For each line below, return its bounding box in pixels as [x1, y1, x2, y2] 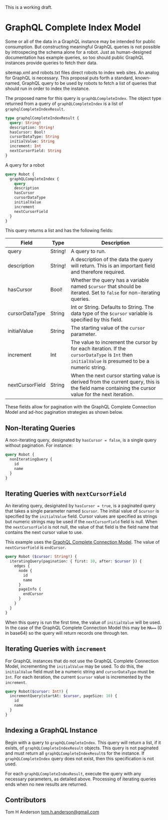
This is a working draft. [5, 5, 52, 10]
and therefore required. [70, 269, 125, 276]
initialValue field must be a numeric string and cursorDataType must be [5, 668, 154, 674]
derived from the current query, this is [70, 379, 160, 386]
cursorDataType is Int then [70, 352, 133, 359]
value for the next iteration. [70, 391, 134, 398]
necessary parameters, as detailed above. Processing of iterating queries [5, 776, 156, 782]
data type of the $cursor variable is [70, 310, 153, 317]
